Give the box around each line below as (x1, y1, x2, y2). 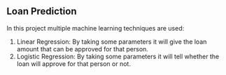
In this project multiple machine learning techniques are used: (6, 24, 185, 32)
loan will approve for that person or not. (16, 59, 131, 68)
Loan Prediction (6, 6, 77, 17)
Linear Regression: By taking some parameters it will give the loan (16, 37, 207, 46)
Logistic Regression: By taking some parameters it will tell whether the (16, 52, 220, 60)
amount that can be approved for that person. (16, 44, 148, 53)
